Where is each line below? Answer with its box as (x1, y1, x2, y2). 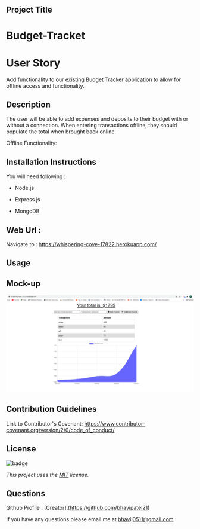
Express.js (14, 196, 40, 203)
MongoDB (14, 207, 40, 215)
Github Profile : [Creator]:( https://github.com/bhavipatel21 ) (6, 504, 150, 512)
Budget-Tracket (6, 29, 86, 42)
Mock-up (6, 278, 40, 289)
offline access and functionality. (6, 82, 85, 89)
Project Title (6, 5, 52, 15)
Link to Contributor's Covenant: (6, 420, 83, 427)
